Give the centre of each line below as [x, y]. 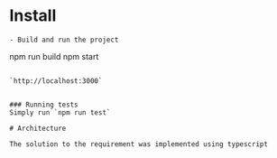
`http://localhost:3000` [56, 81]
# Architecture [38, 128]
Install [33, 16]
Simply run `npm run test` [60, 112]
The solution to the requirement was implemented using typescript [139, 144]
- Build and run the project [64, 40]
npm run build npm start [54, 56]
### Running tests [44, 105]
